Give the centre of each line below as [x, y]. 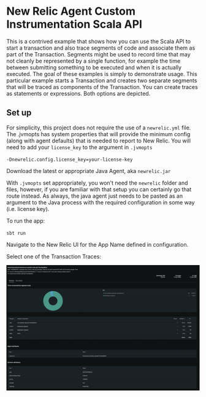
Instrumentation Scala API [74, 24]
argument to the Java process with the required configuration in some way [101, 202]
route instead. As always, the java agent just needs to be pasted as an [94, 196]
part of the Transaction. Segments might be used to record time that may [99, 54]
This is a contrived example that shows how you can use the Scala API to [99, 41]
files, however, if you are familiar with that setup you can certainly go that [99, 189]
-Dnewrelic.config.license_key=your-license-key [70, 160]
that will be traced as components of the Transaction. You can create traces [102, 87]
